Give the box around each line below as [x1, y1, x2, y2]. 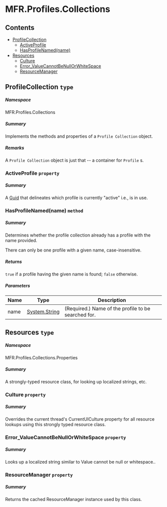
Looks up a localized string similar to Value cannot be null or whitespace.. [5, 459, 156, 465]
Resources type [5, 328, 54, 337]
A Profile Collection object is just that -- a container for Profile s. [5, 157, 144, 163]
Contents [5, 23, 35, 32]
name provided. [5, 238, 37, 244]
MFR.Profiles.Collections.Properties [5, 355, 78, 361]
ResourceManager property [5, 472, 73, 479]
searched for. [64, 311, 96, 318]
